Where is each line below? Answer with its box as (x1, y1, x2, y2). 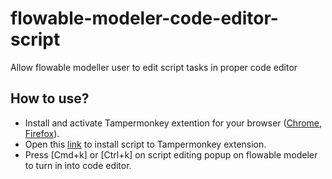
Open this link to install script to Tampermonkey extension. (24, 138, 267, 150)
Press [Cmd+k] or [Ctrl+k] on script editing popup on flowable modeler (24, 148, 318, 161)
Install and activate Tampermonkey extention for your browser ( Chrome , (24, 117, 323, 129)
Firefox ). (24, 127, 60, 139)
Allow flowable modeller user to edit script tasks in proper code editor (10, 61, 298, 73)
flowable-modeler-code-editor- (10, 7, 279, 30)
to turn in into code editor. (24, 159, 132, 171)
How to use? (10, 90, 90, 107)
